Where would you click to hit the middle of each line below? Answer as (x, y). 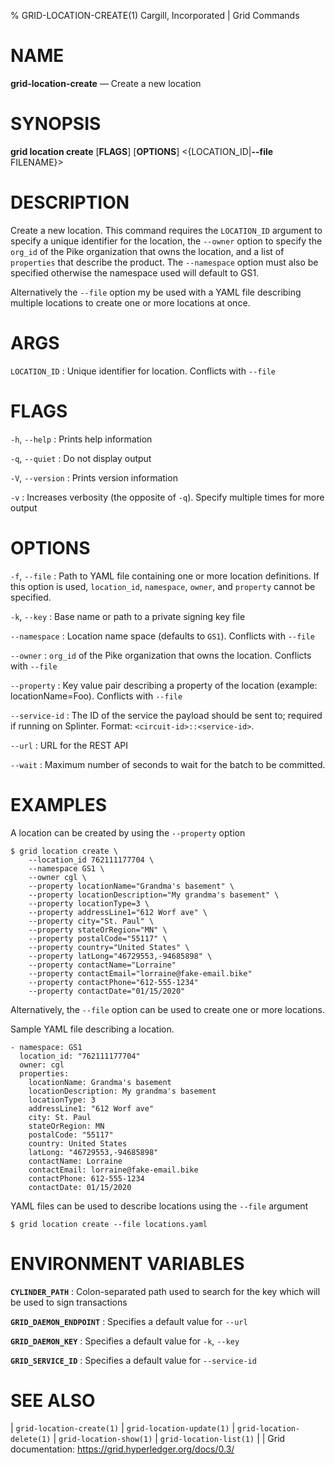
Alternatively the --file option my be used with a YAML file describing (156, 292)
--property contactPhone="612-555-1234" (113, 982)
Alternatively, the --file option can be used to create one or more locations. (168, 1009)
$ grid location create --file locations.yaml (109, 1224)
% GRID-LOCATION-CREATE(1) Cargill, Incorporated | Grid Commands (155, 15)
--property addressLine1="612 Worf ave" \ (118, 912)
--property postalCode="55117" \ (98, 938)
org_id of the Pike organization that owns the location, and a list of (147, 251)
